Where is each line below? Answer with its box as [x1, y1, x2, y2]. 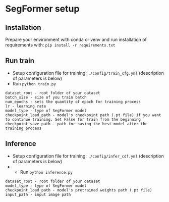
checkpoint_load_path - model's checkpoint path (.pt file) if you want [5, 112, 161, 118]
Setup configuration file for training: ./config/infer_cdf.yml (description [12, 153, 164, 159]
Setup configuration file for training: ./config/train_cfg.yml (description [12, 70, 164, 76]
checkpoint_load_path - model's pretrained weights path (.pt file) [5, 187, 152, 192]
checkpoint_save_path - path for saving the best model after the [5, 121, 148, 126]
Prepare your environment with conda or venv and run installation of [5, 36, 147, 42]
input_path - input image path [5, 192, 71, 197]
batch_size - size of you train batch [5, 94, 87, 100]
